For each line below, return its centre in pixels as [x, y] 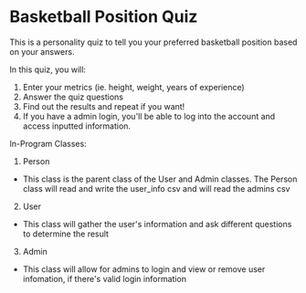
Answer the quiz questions [73, 97]
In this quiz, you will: [48, 69]
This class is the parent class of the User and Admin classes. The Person [160, 179]
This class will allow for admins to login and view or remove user [144, 269]
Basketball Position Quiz [104, 17]
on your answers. [42, 51]
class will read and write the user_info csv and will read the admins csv [156, 188]
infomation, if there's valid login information [105, 278]
